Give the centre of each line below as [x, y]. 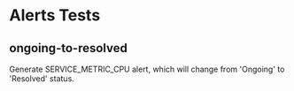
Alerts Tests [55, 15]
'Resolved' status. [42, 79]
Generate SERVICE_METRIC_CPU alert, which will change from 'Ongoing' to [147, 69]
